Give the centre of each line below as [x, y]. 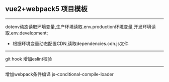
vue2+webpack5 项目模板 [47, 9]
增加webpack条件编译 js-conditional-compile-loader [60, 74]
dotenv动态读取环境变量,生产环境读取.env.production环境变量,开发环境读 [80, 26]
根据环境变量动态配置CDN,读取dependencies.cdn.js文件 [71, 43]
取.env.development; [27, 33]
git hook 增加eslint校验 [29, 58]
